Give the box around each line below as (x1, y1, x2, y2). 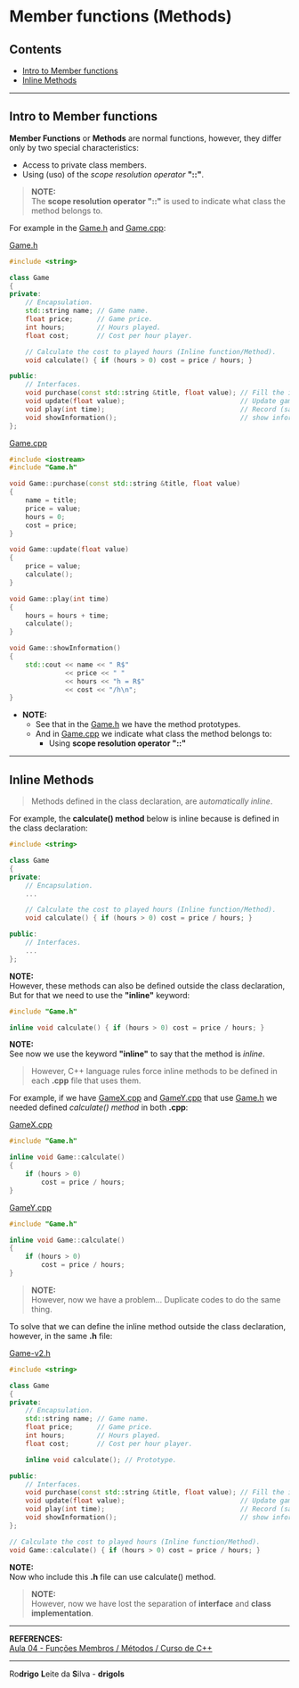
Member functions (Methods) (9, 6, 233, 27)
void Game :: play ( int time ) (9, 594, 109, 603)
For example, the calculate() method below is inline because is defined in (9, 814, 280, 824)
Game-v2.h (9, 1347, 51, 1358)
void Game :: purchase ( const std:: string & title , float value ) (9, 479, 241, 488)
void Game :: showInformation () (9, 644, 122, 653)
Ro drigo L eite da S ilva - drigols (9, 1668, 125, 1679)
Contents (9, 42, 62, 57)
